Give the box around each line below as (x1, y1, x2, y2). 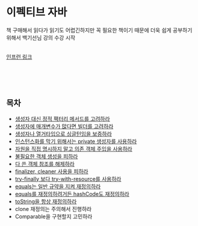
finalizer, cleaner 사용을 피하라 (14, 168, 88, 175)
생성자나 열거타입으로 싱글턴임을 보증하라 (14, 130, 113, 137)
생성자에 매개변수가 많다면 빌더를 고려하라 (14, 123, 114, 130)
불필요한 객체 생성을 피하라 (14, 153, 78, 160)
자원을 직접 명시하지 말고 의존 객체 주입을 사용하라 (14, 145, 132, 152)
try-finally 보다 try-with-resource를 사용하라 (14, 175, 122, 182)
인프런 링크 (6, 53, 32, 60)
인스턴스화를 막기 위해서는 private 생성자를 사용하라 (14, 138, 137, 145)
